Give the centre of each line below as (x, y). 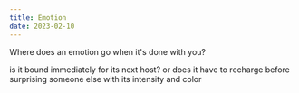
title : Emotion (38, 18)
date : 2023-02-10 (42, 26)
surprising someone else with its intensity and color (106, 79)
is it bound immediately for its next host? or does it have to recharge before (149, 70)
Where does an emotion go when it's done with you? (108, 51)
